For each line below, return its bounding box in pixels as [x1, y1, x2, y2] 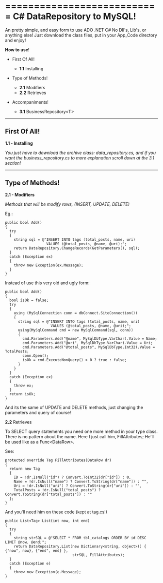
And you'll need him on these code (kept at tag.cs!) [5, 509, 108, 515]
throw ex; [14, 383, 34, 388]
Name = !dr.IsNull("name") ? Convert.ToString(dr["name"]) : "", [14, 479, 149, 484]
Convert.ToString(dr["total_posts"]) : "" [5, 492, 92, 497]
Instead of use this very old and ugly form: [5, 280, 90, 286]
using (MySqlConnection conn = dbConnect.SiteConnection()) [14, 311, 138, 315]
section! [5, 160, 21, 166]
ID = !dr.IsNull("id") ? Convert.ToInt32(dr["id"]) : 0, [14, 475, 131, 480]
